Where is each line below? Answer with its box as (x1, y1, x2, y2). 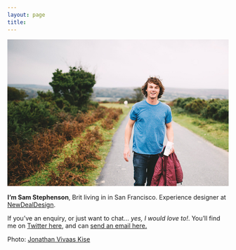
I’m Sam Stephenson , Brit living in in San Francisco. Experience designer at (7, 193, 226, 202)
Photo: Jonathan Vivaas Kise (7, 235, 91, 244)
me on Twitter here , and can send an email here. (7, 221, 147, 230)
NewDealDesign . (7, 200, 56, 209)
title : (7, 18, 27, 26)
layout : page (7, 11, 46, 18)
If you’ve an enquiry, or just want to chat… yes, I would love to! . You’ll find (7, 214, 221, 223)
